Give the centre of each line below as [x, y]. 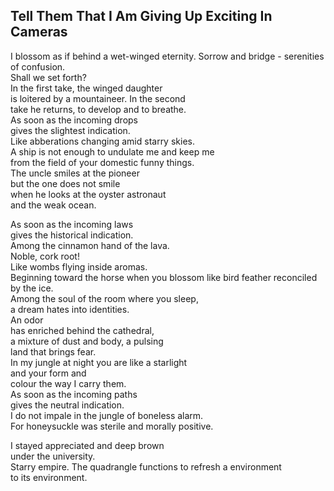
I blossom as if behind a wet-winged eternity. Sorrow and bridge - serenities [167, 56]
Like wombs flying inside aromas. [79, 266]
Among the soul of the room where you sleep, [104, 298]
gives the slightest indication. [70, 130]
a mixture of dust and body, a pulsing [87, 341]
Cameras [39, 32]
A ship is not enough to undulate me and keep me [112, 151]
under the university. [53, 456]
